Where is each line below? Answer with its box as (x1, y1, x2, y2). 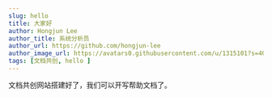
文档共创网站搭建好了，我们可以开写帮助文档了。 (8, 80, 172, 90)
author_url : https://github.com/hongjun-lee (8, 42, 161, 50)
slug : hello (8, 11, 49, 20)
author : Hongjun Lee (8, 27, 79, 35)
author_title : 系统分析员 (8, 34, 90, 43)
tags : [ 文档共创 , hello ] (8, 57, 91, 65)
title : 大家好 (8, 19, 53, 27)
